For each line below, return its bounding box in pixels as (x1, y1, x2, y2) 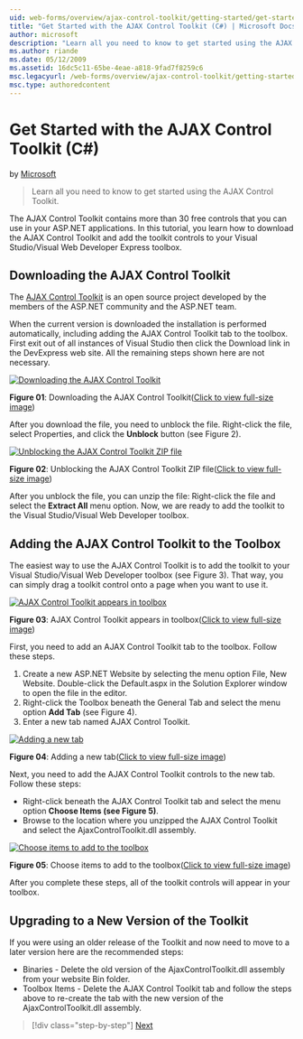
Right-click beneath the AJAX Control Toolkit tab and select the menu (22, 796, 281, 807)
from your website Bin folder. (22, 974, 131, 984)
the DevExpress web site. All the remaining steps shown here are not (9, 348, 265, 358)
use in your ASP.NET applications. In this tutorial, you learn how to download (9, 222, 294, 233)
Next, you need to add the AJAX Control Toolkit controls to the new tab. (9, 769, 276, 780)
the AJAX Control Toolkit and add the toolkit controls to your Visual (9, 232, 258, 243)
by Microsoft (9, 168, 57, 179)
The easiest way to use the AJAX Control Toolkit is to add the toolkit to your (9, 561, 290, 571)
